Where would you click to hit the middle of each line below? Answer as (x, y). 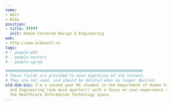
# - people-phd (21, 52)
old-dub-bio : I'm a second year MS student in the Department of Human (83, 85)
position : (16, 24)
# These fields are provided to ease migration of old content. (75, 76)
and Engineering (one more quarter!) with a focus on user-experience (87, 90)
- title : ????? (21, 29)
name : (11, 10)
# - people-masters (26, 57)
